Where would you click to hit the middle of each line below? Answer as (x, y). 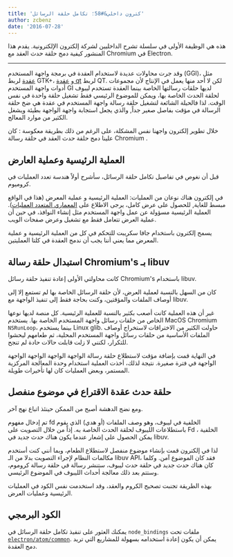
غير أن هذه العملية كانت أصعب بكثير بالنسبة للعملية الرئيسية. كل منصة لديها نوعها (111, 313)
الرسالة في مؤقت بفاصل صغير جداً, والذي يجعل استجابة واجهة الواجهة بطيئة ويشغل (114, 110)
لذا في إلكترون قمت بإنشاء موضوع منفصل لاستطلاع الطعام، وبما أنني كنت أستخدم (113, 450)
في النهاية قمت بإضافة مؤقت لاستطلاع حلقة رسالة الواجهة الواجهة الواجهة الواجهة (112, 356)
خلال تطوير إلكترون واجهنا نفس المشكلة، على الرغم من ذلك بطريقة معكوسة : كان (113, 131)
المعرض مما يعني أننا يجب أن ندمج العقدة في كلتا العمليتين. (83, 240)
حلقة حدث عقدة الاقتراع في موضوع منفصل (90, 392)
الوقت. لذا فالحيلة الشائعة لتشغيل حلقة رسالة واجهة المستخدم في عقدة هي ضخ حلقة (116, 103)
